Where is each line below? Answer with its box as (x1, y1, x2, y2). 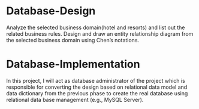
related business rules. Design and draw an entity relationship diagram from (6, 30, 194, 37)
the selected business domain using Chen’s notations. (6, 36, 140, 43)
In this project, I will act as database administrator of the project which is (6, 77, 186, 84)
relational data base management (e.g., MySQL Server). (6, 96, 144, 103)
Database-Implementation (6, 58, 140, 71)
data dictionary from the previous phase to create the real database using (6, 89, 188, 96)
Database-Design (6, 4, 96, 18)
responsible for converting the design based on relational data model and (6, 83, 188, 91)
